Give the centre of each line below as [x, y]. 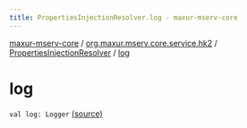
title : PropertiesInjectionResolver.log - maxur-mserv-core [124, 17]
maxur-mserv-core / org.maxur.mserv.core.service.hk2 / [113, 43]
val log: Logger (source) [56, 114]
